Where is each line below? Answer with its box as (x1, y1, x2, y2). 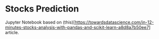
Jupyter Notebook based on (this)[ (5, 19, 75, 25)
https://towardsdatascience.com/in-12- (75, 19, 154, 25)
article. (5, 29, 19, 35)
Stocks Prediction (5, 3, 79, 14)
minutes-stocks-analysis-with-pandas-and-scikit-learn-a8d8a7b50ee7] (5, 24, 151, 30)
